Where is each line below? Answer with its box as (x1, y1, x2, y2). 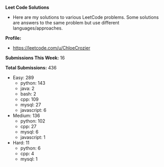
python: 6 (20, 145, 41, 151)
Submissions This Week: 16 (5, 55, 65, 61)
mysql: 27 (20, 102, 41, 108)
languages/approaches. (12, 25, 63, 31)
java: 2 (20, 85, 35, 91)
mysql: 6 (20, 129, 39, 135)
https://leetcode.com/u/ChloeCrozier (12, 45, 90, 51)
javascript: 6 (20, 107, 47, 113)
